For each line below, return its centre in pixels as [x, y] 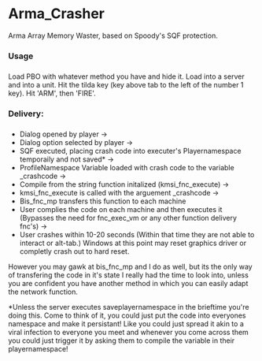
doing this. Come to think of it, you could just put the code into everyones [127, 315]
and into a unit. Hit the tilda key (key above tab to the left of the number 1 [126, 84]
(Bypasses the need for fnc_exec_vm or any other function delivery [128, 218]
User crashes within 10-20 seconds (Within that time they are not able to [137, 234]
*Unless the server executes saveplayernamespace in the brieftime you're [129, 307]
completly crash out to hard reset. [74, 251]
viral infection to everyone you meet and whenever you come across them [129, 332]
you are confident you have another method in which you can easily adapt [128, 283]
